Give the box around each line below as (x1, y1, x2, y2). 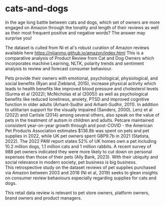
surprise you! (5, 35, 32, 41)
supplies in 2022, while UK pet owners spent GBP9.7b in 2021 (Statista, (5, 133, 150, 139)
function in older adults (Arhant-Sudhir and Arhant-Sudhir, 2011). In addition (5, 101, 159, 107)
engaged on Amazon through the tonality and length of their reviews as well (5, 24, 159, 30)
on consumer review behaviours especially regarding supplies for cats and (5, 175, 157, 181)
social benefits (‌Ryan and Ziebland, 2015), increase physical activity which (5, 80, 157, 86)
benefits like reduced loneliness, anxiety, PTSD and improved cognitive (5, 96, 149, 102)
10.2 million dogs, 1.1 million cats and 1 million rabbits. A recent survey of (5, 143, 152, 149)
